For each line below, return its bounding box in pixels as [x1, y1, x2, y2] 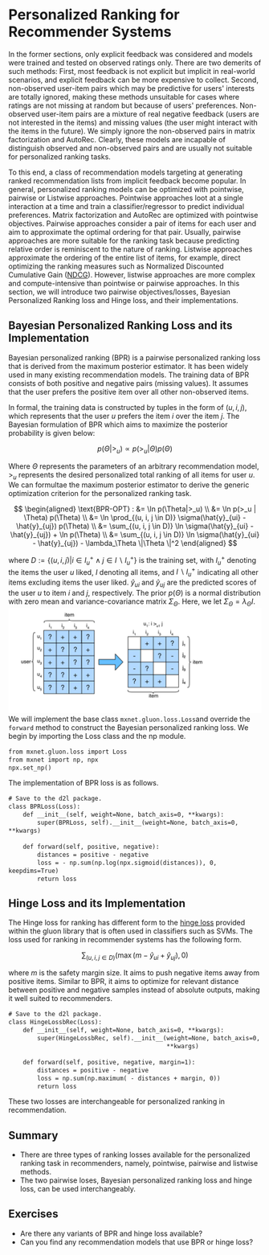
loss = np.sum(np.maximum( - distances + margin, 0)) [37, 1075, 221, 1083]
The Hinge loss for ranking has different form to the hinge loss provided [8, 918, 246, 928]
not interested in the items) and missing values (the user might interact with [8, 117, 259, 127]
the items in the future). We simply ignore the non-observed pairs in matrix [8, 126, 255, 136]
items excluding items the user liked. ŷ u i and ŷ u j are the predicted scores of [8, 577, 257, 589]
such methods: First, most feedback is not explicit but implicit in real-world [8, 66, 255, 76]
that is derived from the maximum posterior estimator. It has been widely [8, 361, 249, 371]
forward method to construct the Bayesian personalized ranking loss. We [8, 722, 249, 732]
